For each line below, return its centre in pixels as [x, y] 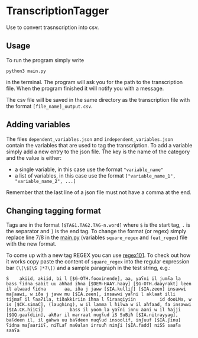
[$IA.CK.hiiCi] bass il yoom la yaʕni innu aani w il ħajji [94, 310]
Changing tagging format [54, 210]
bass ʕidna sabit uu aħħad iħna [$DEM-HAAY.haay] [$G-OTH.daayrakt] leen [99, 284]
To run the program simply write [45, 60]
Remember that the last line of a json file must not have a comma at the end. [99, 192]
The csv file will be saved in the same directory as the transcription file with [98, 99]
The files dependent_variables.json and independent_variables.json [90, 139]
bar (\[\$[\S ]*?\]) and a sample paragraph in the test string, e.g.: [88, 268]
